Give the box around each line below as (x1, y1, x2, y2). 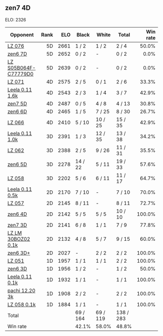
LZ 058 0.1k (7, 301, 36, 308)
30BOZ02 (7, 235, 31, 242)
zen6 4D (7, 211, 27, 218)
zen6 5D (7, 161, 27, 168)
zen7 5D (7, 100, 27, 107)
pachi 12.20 (7, 287, 35, 294)
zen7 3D (7, 221, 27, 228)
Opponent (10, 31, 34, 38)
